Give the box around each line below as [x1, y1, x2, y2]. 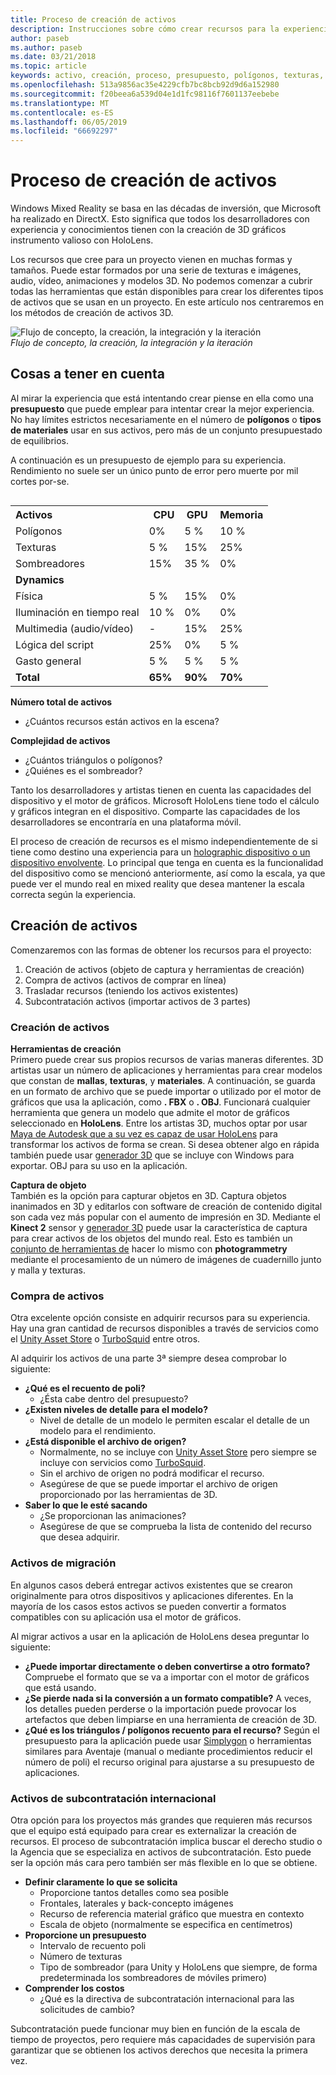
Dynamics [15, 572, 65, 586]
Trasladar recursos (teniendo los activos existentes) [24, 984, 239, 996]
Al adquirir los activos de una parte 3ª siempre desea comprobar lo [10, 1352, 287, 1365]
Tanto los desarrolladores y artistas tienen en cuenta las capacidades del [10, 784, 312, 796]
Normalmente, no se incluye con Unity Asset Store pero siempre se [39, 1446, 317, 1458]
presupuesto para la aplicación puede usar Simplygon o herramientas [24, 1734, 312, 1746]
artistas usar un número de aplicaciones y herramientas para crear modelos [10, 1064, 323, 1076]
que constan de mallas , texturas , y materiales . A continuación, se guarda [10, 1074, 316, 1086]
